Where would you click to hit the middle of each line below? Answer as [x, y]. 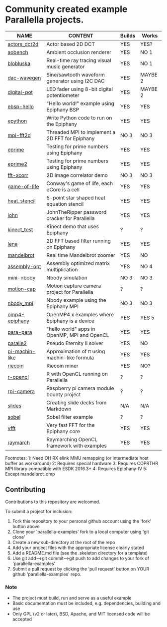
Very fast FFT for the [71, 425]
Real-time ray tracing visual [79, 60]
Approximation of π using [76, 351]
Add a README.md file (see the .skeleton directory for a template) [80, 553]
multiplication [62, 269]
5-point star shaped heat [76, 197]
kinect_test [20, 229]
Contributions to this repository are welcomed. [53, 502]
